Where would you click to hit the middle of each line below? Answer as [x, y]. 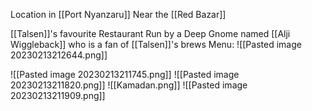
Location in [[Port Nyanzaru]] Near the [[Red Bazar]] [118, 14]
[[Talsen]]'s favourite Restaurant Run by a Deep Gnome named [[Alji [150, 33]
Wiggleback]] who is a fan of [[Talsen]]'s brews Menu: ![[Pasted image [156, 44]
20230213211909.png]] [58, 95]
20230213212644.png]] [59, 55]
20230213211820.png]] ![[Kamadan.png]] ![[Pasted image [129, 85]
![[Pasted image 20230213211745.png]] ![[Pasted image [125, 74]
